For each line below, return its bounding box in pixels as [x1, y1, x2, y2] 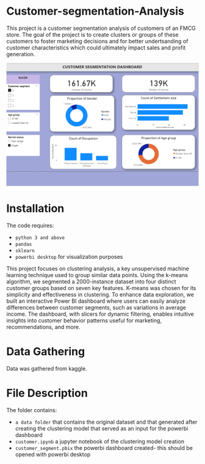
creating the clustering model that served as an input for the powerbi [15, 425, 189, 432]
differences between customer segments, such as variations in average [6, 304, 186, 311]
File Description [6, 386, 88, 401]
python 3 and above [15, 235, 65, 241]
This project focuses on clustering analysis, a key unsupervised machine [6, 265, 189, 272]
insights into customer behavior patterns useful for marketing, [6, 317, 162, 324]
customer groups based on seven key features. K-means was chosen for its [6, 285, 196, 292]
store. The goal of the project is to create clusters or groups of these [6, 31, 179, 38]
